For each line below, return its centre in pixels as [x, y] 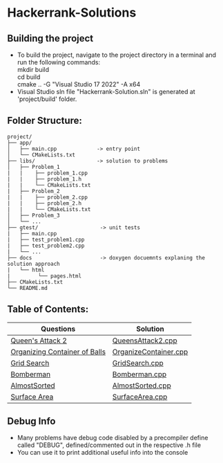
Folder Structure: [45, 121]
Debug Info [31, 421]
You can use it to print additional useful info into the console [103, 453]
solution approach [33, 264]
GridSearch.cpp [138, 363]
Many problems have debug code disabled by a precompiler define [113, 438]
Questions [58, 329]
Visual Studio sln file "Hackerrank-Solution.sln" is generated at [106, 92]
